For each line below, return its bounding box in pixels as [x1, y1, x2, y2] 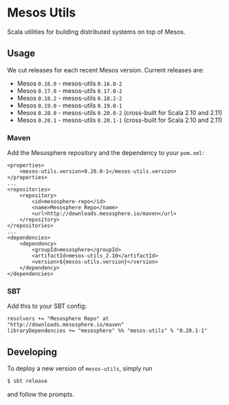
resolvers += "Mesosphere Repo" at [7, 315, 109, 322]
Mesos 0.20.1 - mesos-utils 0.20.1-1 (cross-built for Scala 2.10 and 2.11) [17, 116, 223, 124]
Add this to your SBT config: [7, 302, 87, 311]
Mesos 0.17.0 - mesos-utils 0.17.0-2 [17, 86, 122, 94]
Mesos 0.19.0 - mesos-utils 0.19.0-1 [17, 101, 122, 110]
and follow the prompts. [7, 391, 74, 399]
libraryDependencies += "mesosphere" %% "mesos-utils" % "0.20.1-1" [7, 327, 208, 335]
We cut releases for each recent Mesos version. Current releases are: [7, 65, 204, 74]
